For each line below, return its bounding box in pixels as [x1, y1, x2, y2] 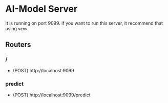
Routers [5, 40, 31, 49]
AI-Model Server [5, 3, 78, 15]
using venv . [5, 25, 29, 31]
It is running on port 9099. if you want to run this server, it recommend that [5, 20, 163, 26]
